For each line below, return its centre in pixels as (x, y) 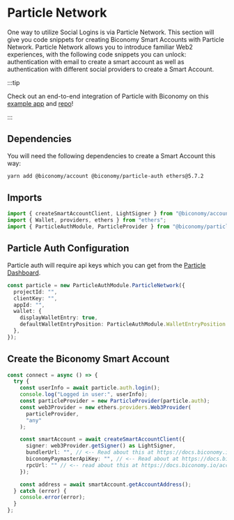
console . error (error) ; (53, 497)
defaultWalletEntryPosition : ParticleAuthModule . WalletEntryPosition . (124, 324)
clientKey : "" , (36, 298)
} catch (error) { (40, 491)
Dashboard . (24, 273)
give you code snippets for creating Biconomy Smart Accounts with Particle (116, 39)
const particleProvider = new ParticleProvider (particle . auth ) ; (115, 401)
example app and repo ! (40, 103)
